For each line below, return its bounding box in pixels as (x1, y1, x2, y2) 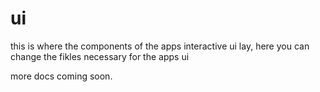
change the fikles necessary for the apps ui (10, 50, 190, 62)
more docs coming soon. (10, 70, 113, 82)
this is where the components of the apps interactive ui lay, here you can (10, 40, 310, 52)
